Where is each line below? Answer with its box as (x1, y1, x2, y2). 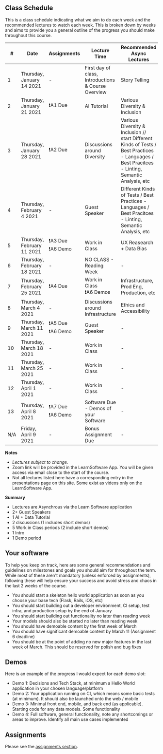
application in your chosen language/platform (12, 685, 103, 691)
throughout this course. (5, 32, 52, 38)
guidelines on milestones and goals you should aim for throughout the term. (5, 567, 156, 573)
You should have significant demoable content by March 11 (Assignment (12, 628, 156, 634)
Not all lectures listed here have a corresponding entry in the (12, 474, 133, 480)
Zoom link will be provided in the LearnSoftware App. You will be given (12, 464, 154, 470)
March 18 (21, 344, 44, 351)
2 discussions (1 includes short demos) (12, 519, 91, 525)
